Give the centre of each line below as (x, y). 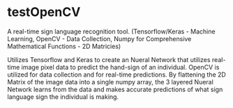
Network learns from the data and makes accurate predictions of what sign (115, 89)
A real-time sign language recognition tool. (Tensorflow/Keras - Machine (111, 31)
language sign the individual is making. (63, 97)
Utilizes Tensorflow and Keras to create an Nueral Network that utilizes (109, 59)
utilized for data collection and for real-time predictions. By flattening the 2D (117, 75)
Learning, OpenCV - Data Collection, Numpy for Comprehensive (99, 38)
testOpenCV (44, 12)
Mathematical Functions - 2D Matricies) (64, 46)
